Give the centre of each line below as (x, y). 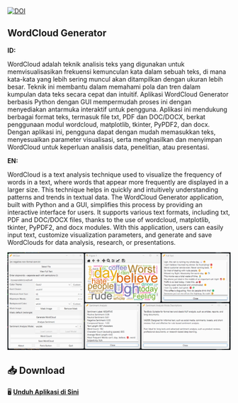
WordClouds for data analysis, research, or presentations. (91, 242)
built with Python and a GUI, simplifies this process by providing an (105, 204)
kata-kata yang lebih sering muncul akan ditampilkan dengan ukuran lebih (115, 79)
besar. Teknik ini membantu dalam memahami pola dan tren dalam (104, 87)
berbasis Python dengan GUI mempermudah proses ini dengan (100, 101)
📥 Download (36, 371)
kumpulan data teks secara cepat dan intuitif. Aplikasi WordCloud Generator (118, 94)
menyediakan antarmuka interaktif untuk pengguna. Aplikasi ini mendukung (118, 109)
